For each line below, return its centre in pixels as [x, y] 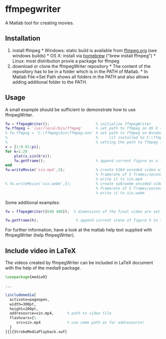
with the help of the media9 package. [43, 268]
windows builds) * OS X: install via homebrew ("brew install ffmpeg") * [84, 56]
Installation [23, 38]
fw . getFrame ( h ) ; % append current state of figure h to [82, 221]
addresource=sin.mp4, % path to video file [61, 313]
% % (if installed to [75, 138]
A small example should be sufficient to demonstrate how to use [70, 110]
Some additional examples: [33, 202]
